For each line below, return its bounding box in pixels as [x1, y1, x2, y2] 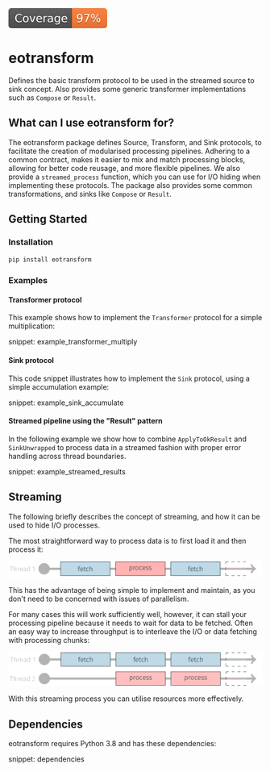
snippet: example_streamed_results [8, 466, 127, 476]
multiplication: [8, 321, 56, 331]
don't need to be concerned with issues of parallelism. [8, 594, 189, 603]
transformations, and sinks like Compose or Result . [8, 189, 172, 198]
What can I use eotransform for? [8, 116, 175, 130]
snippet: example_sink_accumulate [8, 398, 124, 407]
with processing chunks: [8, 635, 90, 645]
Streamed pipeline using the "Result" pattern [8, 416, 163, 426]
